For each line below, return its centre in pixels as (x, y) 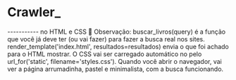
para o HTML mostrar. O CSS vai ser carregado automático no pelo (105, 54)
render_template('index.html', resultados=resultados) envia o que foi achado (118, 46)
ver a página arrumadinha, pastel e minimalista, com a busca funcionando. (116, 69)
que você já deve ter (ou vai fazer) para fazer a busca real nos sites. (106, 39)
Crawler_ (34, 12)
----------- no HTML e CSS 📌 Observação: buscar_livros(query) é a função (117, 32)
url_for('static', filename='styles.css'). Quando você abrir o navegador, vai (114, 61)
